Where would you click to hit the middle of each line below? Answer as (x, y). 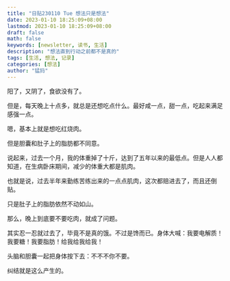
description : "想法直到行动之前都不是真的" (63, 52)
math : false (24, 39)
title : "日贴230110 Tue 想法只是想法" (58, 13)
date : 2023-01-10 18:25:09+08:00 (55, 20)
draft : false (26, 32)
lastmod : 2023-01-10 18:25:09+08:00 (59, 26)
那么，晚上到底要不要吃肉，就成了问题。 (64, 218)
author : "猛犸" (28, 70)
